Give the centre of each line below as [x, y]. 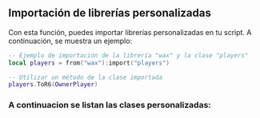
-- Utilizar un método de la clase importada [85, 77]
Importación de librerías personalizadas [110, 13]
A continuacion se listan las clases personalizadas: [110, 105]
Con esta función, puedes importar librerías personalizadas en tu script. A [130, 32]
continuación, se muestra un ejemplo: [70, 41]
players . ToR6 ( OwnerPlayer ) [53, 85]
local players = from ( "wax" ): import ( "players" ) [89, 63]
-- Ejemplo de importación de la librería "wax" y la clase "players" [128, 55]
